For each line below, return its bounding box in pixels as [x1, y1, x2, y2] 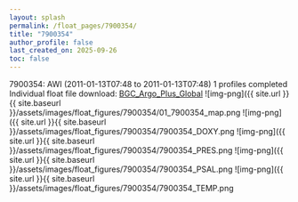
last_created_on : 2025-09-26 [9, 46, 117, 55]
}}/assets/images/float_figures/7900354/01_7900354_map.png [9, 108, 241, 117]
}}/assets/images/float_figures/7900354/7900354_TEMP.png [9, 183, 234, 193]
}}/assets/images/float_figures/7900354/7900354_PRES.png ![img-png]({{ [9, 145, 284, 156]
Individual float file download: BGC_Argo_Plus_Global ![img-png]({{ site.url [9, 88, 281, 99]
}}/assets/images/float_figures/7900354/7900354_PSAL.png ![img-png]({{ [9, 164, 284, 174]
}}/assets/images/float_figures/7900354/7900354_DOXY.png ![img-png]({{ [9, 126, 286, 136]
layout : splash [9, 12, 66, 22]
